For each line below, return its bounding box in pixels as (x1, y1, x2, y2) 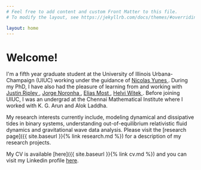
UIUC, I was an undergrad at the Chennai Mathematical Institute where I (6, 96, 184, 103)
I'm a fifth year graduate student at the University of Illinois (6, 70, 151, 78)
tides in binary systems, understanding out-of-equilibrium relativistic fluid (6, 120, 187, 127)
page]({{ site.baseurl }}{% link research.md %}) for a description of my (6, 132, 181, 140)
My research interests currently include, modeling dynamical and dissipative (6, 114, 194, 121)
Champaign (6, 77, 35, 84)
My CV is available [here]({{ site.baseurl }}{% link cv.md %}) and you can (6, 150, 187, 158)
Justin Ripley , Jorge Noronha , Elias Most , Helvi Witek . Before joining (6, 89, 180, 97)
